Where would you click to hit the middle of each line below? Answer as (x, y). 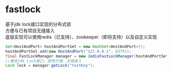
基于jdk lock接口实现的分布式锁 (38, 24)
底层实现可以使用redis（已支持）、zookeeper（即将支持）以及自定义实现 (81, 37)
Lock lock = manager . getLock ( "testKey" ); (50, 66)
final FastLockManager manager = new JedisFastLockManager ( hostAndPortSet (87, 56)
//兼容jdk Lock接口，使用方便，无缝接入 (44, 61)
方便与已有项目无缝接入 (30, 30)
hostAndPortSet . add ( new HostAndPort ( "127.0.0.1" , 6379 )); (68, 51)
